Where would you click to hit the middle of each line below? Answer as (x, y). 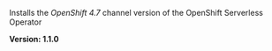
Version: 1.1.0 (34, 39)
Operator (26, 22)
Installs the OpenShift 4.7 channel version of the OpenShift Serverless (136, 13)
